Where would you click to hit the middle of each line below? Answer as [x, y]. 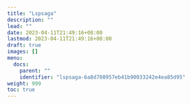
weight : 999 [24, 83]
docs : [21, 64]
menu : [15, 58]
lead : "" [20, 26]
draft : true [24, 45]
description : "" [30, 20]
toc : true [21, 90]
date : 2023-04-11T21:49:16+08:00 [55, 32]
